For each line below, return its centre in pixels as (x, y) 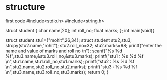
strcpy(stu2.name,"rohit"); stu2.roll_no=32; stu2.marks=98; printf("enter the (83, 45)
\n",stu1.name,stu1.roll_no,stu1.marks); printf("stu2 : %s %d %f (70, 61)
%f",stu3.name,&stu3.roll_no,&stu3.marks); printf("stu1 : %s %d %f (74, 56)
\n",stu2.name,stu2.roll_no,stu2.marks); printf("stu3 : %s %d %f (71, 67)
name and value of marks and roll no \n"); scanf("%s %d (64, 51)
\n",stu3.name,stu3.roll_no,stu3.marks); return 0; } (57, 72)
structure (25, 7)
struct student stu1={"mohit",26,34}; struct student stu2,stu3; (68, 40)
